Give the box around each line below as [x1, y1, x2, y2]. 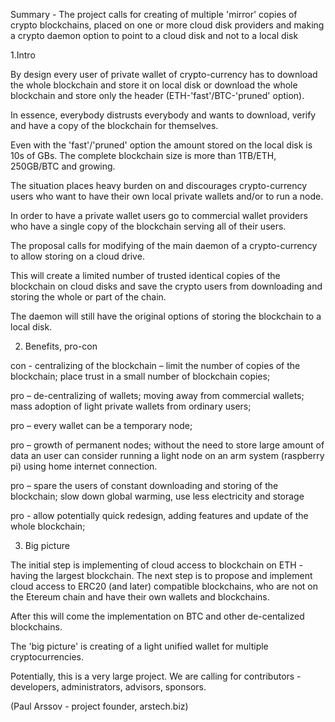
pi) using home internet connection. [10, 460, 158, 472]
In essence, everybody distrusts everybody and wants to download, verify [10, 109, 317, 121]
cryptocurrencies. [10, 651, 84, 663]
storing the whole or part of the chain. [10, 291, 167, 303]
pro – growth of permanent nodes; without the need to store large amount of [10, 439, 325, 451]
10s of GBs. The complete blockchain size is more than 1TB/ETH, [10, 150, 277, 161]
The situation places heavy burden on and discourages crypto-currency [10, 180, 308, 191]
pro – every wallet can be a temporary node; [10, 420, 193, 431]
